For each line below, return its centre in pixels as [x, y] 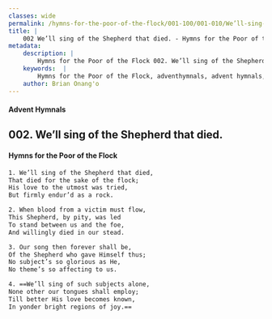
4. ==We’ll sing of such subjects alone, [79, 284]
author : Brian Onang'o [61, 83]
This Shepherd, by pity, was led [65, 218]
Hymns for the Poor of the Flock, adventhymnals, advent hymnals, [152, 76]
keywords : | [45, 69]
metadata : [25, 46]
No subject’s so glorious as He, [65, 262]
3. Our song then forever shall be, [70, 247]
